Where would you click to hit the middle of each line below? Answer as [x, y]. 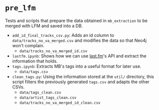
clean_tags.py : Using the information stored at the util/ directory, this [83, 76]
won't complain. [28, 45]
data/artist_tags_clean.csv [48, 98]
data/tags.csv [34, 72]
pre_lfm [20, 8]
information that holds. [35, 61]
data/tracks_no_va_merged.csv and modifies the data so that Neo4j [79, 40]
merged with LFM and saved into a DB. [44, 26]
